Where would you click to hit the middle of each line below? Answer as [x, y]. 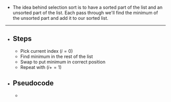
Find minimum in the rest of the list [56, 56]
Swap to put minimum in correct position [63, 62]
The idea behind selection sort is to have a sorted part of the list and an [88, 7]
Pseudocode [33, 83]
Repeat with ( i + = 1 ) [41, 67]
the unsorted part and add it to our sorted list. [60, 18]
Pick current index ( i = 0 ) [47, 51]
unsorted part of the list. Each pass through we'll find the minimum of [85, 13]
